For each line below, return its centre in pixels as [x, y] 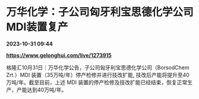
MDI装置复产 [37, 27]
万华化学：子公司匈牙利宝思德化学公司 [100, 12]
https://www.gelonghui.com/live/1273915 [59, 55]
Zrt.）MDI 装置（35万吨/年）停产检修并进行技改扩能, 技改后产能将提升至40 [98, 75]
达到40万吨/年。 [47, 90]
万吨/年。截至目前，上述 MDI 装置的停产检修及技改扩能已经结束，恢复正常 [97, 82]
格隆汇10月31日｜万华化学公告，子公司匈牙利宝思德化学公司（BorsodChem [98, 67]
